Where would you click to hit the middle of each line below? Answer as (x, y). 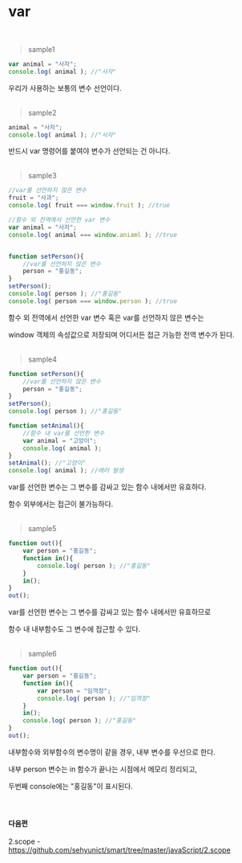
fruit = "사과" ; (34, 198)
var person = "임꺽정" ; (74, 691)
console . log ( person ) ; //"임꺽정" (94, 698)
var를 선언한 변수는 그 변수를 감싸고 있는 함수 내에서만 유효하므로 (110, 612)
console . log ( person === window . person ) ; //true (93, 301)
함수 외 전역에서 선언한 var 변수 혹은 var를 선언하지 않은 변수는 (106, 317)
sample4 (42, 359)
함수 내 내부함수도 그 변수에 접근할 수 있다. (75, 629)
